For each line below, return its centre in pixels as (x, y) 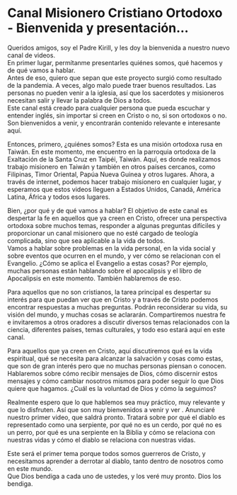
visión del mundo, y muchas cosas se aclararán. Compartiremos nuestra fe (117, 314)
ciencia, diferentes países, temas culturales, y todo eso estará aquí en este (116, 329)
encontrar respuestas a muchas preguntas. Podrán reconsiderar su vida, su (117, 307)
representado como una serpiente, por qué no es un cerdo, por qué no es (115, 425)
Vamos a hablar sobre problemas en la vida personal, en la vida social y (111, 248)
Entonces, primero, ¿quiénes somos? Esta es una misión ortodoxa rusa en (115, 144)
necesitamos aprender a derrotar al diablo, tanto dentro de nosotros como (116, 461)
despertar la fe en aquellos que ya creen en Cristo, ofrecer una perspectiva (117, 218)
